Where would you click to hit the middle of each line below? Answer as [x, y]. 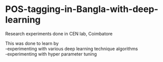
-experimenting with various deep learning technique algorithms [71, 48]
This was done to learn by [32, 43]
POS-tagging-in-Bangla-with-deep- [82, 9]
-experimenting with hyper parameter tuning [51, 54]
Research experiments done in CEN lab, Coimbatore [59, 33]
